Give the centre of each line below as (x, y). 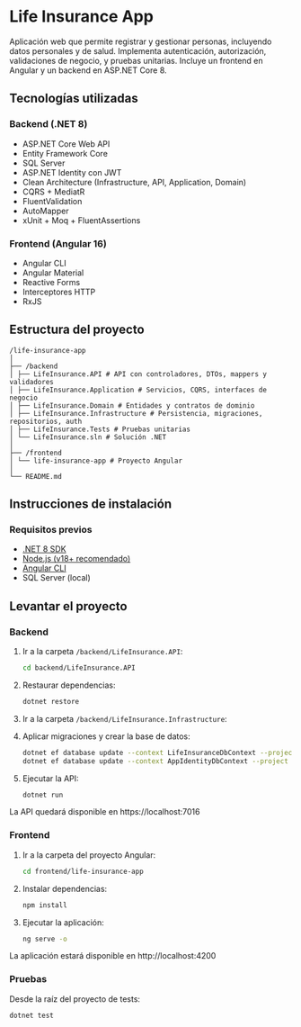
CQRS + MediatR (53, 192)
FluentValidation (52, 201)
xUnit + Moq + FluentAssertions (81, 220)
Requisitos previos (51, 530)
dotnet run (43, 795)
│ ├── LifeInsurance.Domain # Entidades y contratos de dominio (132, 405)
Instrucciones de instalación (91, 504)
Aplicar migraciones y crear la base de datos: (106, 736)
